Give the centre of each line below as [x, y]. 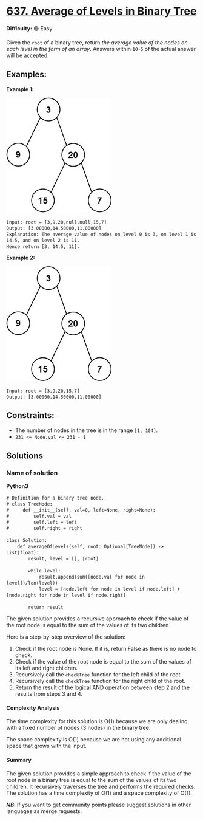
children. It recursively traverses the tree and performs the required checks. [101, 786]
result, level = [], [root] [63, 559]
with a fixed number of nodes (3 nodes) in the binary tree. [78, 728]
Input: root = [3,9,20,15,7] [43, 391]
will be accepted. [28, 55]
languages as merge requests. [44, 811]
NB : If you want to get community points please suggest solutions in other [99, 805]
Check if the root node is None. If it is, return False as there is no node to [106, 649]
